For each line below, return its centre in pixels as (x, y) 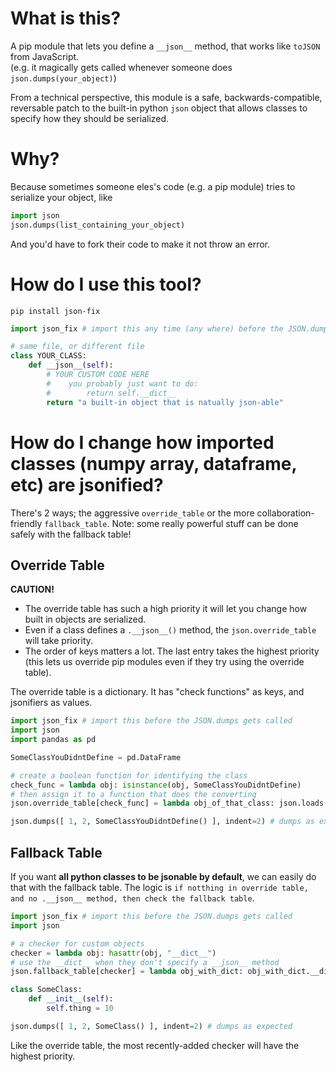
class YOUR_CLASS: (48, 356)
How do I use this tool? (106, 284)
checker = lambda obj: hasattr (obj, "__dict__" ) (113, 953)
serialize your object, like (61, 197)
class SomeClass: (46, 990)
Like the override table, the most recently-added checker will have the (155, 1045)
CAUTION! (32, 589)
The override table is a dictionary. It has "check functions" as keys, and (157, 692)
